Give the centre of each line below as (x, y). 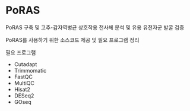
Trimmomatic (30, 70)
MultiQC (24, 83)
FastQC (23, 77)
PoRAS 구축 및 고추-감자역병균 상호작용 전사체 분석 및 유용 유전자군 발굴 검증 (95, 27)
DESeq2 (24, 96)
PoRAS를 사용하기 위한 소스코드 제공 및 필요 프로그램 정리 (72, 40)
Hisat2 (22, 89)
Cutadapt (26, 64)
